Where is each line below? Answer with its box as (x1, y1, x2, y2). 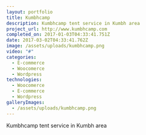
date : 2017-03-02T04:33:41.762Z (6, 37, 88, 43)
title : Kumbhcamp (6, 15, 50, 21)
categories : (6, 54, 36, 60)
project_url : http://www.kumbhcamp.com (6, 26, 108, 32)
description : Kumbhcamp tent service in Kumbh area (6, 20, 140, 26)
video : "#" (6, 49, 34, 55)
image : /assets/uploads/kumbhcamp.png (6, 43, 105, 49)
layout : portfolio (6, 9, 53, 15)
